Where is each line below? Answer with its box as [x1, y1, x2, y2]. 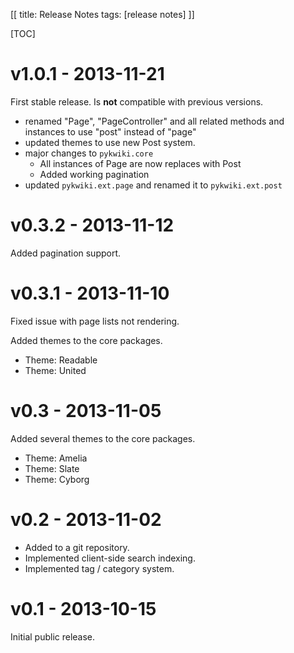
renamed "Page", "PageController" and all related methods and [24, 115, 285, 127]
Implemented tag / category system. [24, 562, 175, 574]
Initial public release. [10, 630, 96, 643]
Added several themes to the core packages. [10, 432, 196, 444]
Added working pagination [39, 168, 150, 180]
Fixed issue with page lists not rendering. [10, 315, 180, 327]
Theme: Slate [24, 462, 80, 474]
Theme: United [24, 364, 87, 376]
